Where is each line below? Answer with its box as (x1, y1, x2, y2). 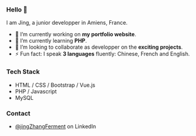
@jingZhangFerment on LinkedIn (14, 123, 96, 130)
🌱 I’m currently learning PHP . (14, 37, 87, 45)
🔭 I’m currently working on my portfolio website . (14, 31, 137, 38)
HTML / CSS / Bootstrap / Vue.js (14, 81, 95, 88)
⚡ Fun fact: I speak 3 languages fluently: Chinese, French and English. (14, 51, 190, 58)
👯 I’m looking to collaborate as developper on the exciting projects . (14, 43, 183, 51)
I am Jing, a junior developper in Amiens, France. (6, 19, 128, 26)
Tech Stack (6, 67, 40, 76)
